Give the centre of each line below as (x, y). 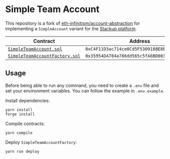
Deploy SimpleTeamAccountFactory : (41, 142)
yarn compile (19, 133)
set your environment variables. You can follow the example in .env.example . (85, 91)
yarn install (19, 110)
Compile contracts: (25, 123)
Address (140, 41)
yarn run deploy (22, 151)
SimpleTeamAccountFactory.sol (44, 56)
